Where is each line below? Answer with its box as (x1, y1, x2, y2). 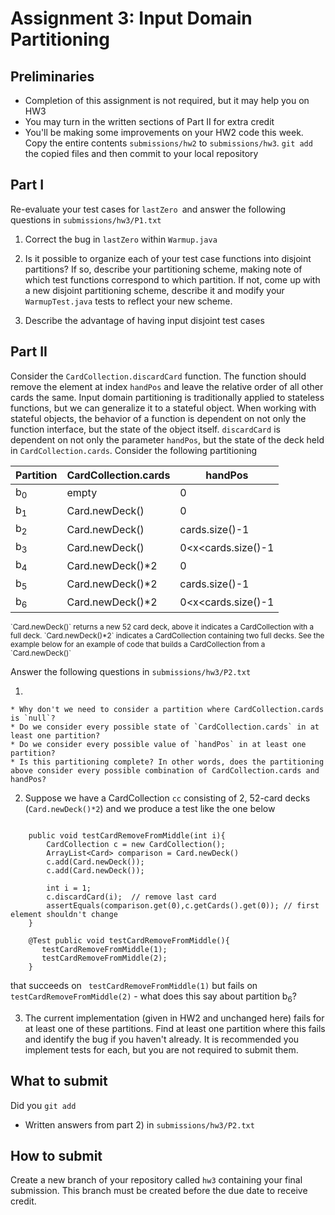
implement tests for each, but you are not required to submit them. (24, 1043, 299, 1056)
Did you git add (10, 1099, 77, 1111)
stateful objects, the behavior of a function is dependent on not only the (10, 412, 307, 424)
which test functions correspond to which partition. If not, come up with (24, 273, 321, 286)
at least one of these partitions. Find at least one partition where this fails (24, 1022, 326, 1034)
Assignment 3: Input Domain (10, 7, 253, 30)
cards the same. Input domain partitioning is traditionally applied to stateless (10, 391, 325, 403)
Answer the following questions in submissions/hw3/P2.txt (10, 665, 252, 677)
